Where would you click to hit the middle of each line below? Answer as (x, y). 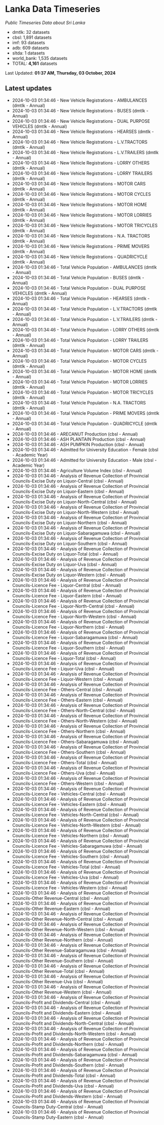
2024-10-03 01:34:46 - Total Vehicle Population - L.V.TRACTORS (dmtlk (85, 309)
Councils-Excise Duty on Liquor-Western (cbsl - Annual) (69, 575)
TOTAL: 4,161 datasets (35, 63)
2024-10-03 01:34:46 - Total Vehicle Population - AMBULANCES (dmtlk (84, 267)
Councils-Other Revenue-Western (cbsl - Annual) (62, 992)
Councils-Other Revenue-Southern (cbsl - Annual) (63, 961)
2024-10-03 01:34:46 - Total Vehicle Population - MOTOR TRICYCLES (83, 392)
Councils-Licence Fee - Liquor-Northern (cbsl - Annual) (68, 627)
